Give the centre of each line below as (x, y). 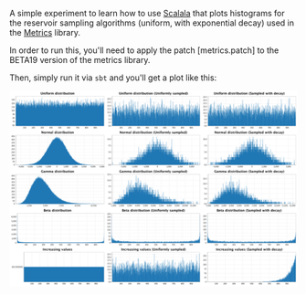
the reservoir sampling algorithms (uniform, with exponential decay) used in (152, 23)
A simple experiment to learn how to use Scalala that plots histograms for (147, 13)
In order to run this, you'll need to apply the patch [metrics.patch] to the (144, 50)
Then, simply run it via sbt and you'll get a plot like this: (113, 78)
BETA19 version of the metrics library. (80, 60)
